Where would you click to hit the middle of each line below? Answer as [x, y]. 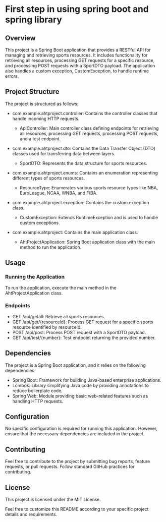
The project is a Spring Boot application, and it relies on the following [76, 365]
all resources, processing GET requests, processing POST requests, [89, 133]
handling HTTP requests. [38, 401]
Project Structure [32, 92]
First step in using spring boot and [77, 9]
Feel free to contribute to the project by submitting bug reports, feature [78, 462]
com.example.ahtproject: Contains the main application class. [75, 232]
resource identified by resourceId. [47, 327]
